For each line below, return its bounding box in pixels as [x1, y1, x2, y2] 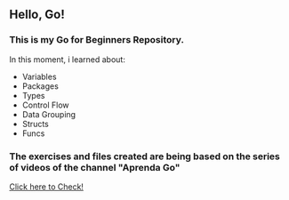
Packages [21, 80, 60, 92]
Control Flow [21, 100, 69, 110]
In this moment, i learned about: [9, 53, 126, 65]
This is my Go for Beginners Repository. [9, 34, 185, 46]
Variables [21, 71, 57, 82]
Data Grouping [21, 108, 76, 119]
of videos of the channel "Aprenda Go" [9, 161, 181, 173]
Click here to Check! [9, 181, 84, 192]
